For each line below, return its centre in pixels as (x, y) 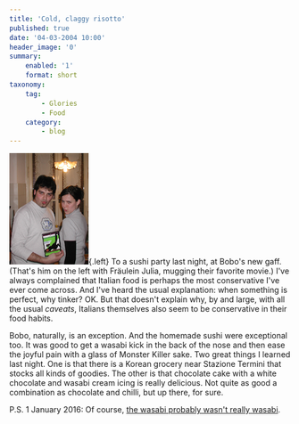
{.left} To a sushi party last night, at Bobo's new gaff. (185, 262)
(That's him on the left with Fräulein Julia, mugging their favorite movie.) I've (149, 271)
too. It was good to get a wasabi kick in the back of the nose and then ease (147, 345)
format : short (51, 76)
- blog (54, 132)
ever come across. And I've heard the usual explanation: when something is (149, 290)
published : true (39, 28)
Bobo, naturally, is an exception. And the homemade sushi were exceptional (149, 336)
